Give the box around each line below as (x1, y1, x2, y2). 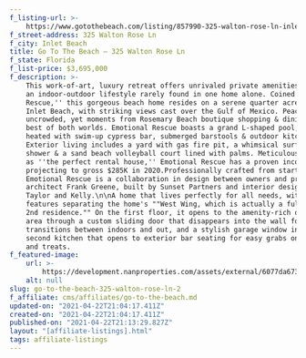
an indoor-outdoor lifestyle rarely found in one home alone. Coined (25, 89, 296, 98)
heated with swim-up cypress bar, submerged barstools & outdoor (25, 132, 280, 141)
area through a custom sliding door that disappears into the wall (25, 216, 287, 226)
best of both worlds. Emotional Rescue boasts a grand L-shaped (25, 124, 275, 133)
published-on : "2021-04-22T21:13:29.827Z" (9, 318, 173, 328)
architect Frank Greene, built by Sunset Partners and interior (25, 183, 275, 192)
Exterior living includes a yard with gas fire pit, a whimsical (25, 140, 280, 149)
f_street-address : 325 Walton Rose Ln (9, 30, 157, 39)
